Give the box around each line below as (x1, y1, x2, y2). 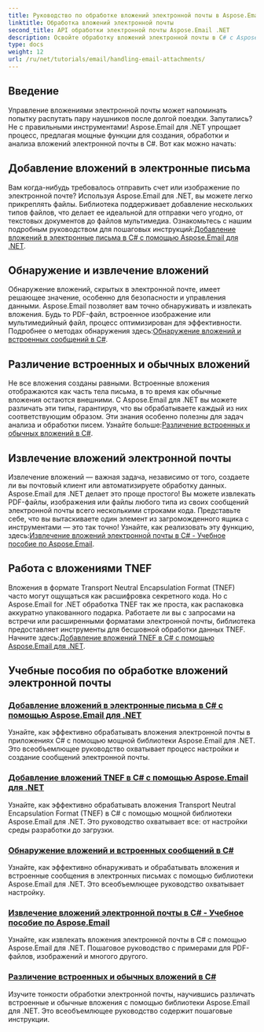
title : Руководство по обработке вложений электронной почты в (8, 11, 220, 20)
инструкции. (8, 1014, 49, 1023)
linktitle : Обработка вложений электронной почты (8, 19, 174, 27)
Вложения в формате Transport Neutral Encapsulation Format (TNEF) (8, 583, 236, 592)
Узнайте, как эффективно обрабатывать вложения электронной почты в (8, 728, 251, 737)
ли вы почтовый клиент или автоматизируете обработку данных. (8, 481, 227, 490)
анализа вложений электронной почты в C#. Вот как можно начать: (8, 138, 237, 148)
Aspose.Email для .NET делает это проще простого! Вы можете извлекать (8, 488, 255, 498)
